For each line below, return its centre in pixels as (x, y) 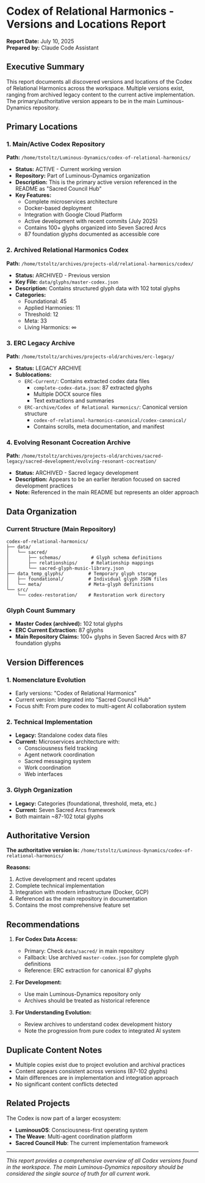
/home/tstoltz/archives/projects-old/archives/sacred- (92, 456)
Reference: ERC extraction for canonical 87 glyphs (88, 970)
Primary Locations (42, 127)
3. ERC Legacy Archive (41, 343)
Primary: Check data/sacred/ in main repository (84, 951)
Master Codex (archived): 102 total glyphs (69, 624)
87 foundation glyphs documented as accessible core (92, 234)
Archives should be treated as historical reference (87, 1001)
